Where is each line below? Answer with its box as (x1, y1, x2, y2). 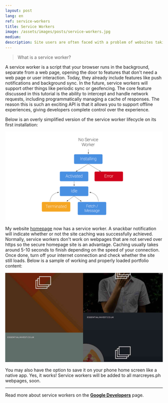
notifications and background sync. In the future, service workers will (5, 80, 148, 86)
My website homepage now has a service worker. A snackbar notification (5, 226, 156, 232)
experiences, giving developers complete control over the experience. (5, 106, 150, 112)
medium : (5, 35, 21, 40)
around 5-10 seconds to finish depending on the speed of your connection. (5, 247, 160, 253)
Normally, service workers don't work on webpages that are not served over (5, 236, 162, 242)
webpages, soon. (5, 377, 41, 383)
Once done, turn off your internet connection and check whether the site (5, 252, 155, 258)
